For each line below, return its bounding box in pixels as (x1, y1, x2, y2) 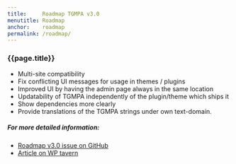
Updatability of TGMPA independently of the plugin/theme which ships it (17, 92, 229, 100)
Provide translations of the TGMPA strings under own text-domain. (17, 107, 213, 115)
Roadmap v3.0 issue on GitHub (17, 141, 108, 149)
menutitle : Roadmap (7, 17, 65, 24)
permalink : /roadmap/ (7, 30, 72, 37)
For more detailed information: (7, 123, 100, 131)
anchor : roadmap (7, 23, 65, 30)
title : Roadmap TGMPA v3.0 (7, 10, 100, 18)
